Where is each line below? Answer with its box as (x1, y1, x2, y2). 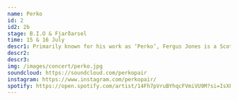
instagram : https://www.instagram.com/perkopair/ (7, 75, 157, 83)
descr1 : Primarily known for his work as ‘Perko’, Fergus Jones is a (7, 43, 217, 50)
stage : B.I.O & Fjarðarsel (7, 30, 87, 37)
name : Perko (7, 10, 42, 18)
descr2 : (7, 50, 30, 57)
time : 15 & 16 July (7, 37, 65, 44)
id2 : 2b (7, 23, 30, 30)
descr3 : (7, 56, 30, 63)
